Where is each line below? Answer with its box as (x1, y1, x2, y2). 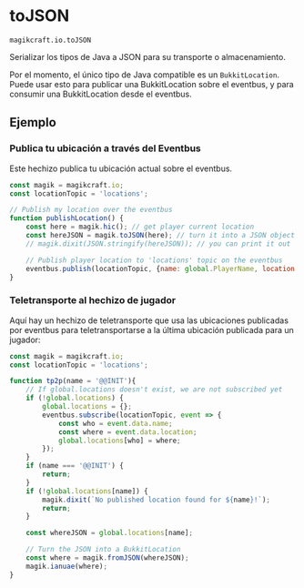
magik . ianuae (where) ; (25, 562, 107, 571)
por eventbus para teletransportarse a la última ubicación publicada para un (9, 324, 294, 335)
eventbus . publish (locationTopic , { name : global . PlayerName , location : (25, 264, 299, 273)
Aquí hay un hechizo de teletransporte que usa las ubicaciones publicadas (9, 315, 289, 326)
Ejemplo (9, 115, 56, 130)
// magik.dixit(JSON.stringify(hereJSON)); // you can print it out (25, 238, 291, 248)
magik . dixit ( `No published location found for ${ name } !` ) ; (42, 495, 271, 504)
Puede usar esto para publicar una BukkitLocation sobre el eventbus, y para (9, 78, 294, 89)
